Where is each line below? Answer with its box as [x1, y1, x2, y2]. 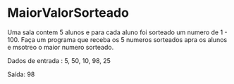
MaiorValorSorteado [7, 5, 129, 21]
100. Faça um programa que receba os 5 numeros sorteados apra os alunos [7, 35, 228, 43]
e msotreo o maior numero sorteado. [7, 43, 114, 51]
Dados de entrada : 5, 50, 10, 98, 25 [7, 56, 111, 64]
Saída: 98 [7, 70, 35, 78]
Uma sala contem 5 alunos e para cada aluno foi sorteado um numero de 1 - [7, 28, 228, 36]
